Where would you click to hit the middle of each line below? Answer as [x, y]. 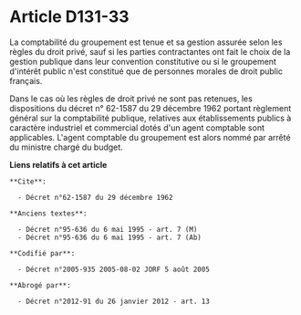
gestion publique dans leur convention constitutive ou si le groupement [143, 61]
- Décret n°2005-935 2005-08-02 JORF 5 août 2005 [114, 269]
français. [26, 80]
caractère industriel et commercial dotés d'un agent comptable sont [137, 127]
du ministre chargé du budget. [66, 147]
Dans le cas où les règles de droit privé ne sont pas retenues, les [131, 99]
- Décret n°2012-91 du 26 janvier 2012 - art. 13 [114, 301]
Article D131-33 [69, 17]
